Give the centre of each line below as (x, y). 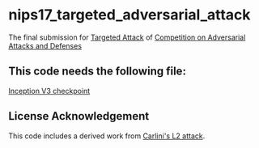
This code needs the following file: (97, 72)
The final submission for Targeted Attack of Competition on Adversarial (127, 37)
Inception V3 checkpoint (49, 91)
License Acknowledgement (79, 116)
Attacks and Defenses (45, 45)
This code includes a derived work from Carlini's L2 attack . (107, 136)
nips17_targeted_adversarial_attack (129, 15)
